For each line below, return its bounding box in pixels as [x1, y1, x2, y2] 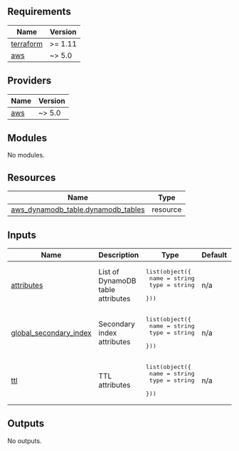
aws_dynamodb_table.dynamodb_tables [11, 204, 145, 214]
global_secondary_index [11, 328, 92, 338]
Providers [7, 75, 52, 87]
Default [201, 250, 228, 260]
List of [98, 266, 119, 276]
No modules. [7, 151, 45, 160]
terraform [11, 38, 43, 48]
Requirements [7, 6, 71, 18]
